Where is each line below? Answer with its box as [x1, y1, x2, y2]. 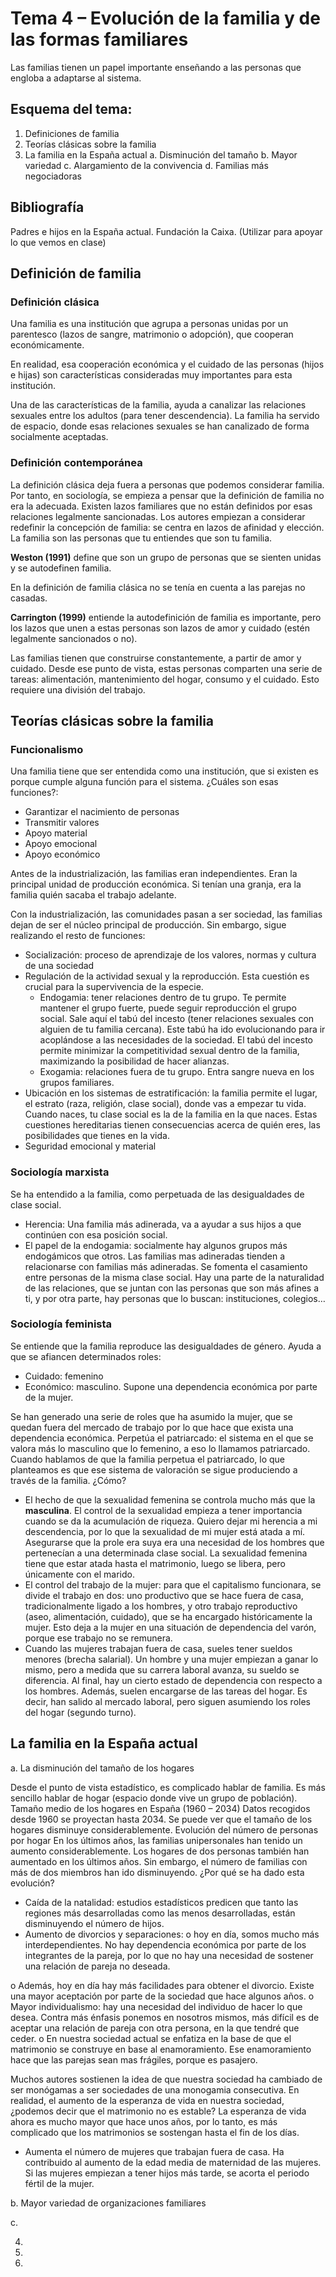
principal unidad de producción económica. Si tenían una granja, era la [10, 878, 302, 891]
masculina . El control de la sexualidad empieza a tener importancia [24, 1504, 303, 1516]
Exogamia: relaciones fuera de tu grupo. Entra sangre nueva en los [39, 1066, 315, 1078]
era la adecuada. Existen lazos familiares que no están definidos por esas [10, 500, 313, 512]
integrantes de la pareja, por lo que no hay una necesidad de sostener [24, 1949, 314, 1961]
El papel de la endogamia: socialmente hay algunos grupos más [24, 1239, 288, 1251]
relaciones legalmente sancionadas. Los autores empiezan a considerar [10, 510, 306, 522]
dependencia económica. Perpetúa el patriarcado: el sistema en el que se [10, 1432, 314, 1444]
